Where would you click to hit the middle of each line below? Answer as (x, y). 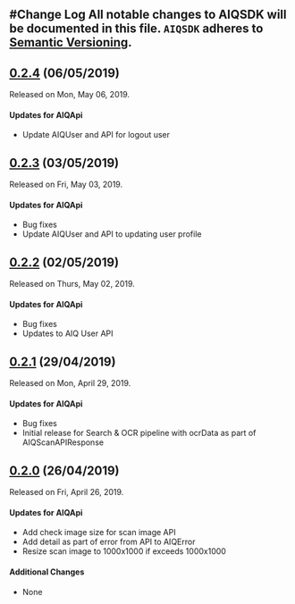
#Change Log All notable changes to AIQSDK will (148, 15)
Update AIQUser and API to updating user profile (112, 234)
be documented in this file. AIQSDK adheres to (136, 29)
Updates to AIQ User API (67, 333)
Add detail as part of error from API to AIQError (109, 542)
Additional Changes (47, 572)
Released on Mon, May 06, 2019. (70, 95)
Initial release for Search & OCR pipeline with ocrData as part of (139, 433)
